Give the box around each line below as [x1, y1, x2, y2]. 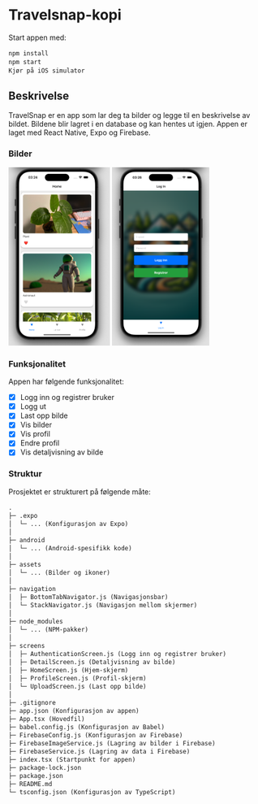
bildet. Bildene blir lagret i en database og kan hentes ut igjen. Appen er [8, 120, 247, 129]
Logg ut [19, 402, 47, 411]
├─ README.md [8, 780, 53, 788]
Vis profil [19, 429, 51, 439]
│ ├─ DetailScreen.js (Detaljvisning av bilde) [8, 658, 176, 666]
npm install [8, 49, 49, 58]
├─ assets [8, 560, 42, 568]
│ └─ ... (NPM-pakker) [8, 625, 89, 633]
